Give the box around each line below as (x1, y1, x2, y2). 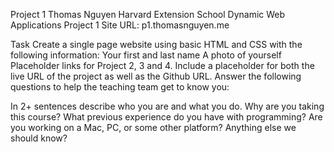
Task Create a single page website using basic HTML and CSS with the (10, 39, 303, 50)
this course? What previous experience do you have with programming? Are (10, 111, 323, 123)
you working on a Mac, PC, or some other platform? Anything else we (10, 122, 297, 133)
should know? (10, 132, 68, 144)
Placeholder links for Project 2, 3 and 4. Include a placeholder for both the (10, 60, 315, 71)
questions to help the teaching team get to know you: (10, 81, 230, 93)
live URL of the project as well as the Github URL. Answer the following (10, 70, 302, 82)
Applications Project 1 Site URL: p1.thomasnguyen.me (10, 19, 230, 31)
